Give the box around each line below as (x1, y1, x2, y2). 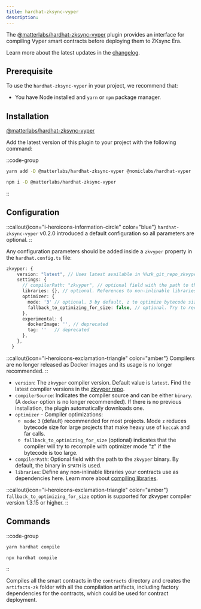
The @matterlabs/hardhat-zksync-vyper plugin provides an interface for (6, 31, 185, 38)
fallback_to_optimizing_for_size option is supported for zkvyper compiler (6, 493, 191, 500)
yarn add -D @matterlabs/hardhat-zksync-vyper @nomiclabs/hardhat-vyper (6, 169, 191, 175)
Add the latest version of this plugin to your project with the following (6, 139, 176, 146)
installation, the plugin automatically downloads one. (14, 404, 145, 412)
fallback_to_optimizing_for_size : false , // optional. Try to (28, 304, 186, 311)
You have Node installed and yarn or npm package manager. (14, 94, 162, 101)
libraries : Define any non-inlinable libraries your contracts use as (14, 468, 179, 475)
